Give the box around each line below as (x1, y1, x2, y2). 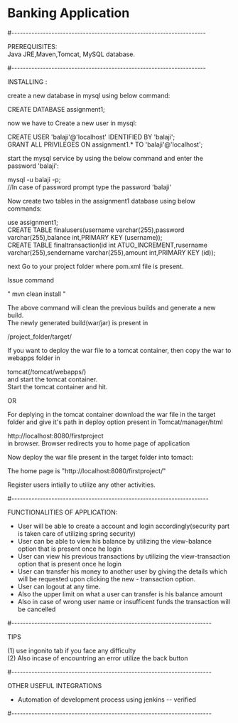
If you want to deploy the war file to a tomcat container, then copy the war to (7, 346, 232, 354)
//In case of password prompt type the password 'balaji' (7, 183, 172, 191)
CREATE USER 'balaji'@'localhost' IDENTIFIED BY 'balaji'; (7, 132, 175, 141)
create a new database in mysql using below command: (7, 91, 171, 100)
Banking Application (7, 5, 130, 21)
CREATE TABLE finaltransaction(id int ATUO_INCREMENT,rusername (7, 241, 208, 249)
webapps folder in (7, 354, 60, 362)
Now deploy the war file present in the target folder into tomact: (7, 453, 194, 461)
